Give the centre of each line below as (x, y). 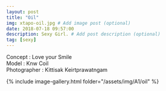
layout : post (23, 12)
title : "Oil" (23, 17)
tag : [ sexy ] (21, 40)
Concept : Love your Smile (39, 57)
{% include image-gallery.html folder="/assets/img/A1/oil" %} (83, 81)
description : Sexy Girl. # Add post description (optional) (84, 34)
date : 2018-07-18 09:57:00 (40, 29)
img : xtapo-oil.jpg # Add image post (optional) (69, 23)
